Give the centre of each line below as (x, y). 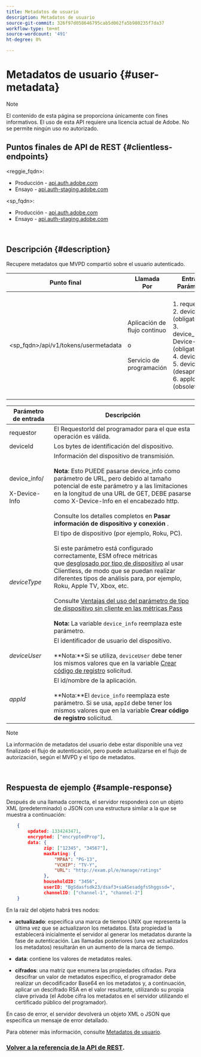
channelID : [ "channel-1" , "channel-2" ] (94, 892)
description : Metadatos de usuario (51, 17)
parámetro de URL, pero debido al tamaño (112, 478)
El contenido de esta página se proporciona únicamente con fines (87, 115)
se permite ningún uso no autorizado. (52, 128)
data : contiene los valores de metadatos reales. (74, 959)
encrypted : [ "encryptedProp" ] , (67, 837)
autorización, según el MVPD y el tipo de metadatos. (71, 757)
